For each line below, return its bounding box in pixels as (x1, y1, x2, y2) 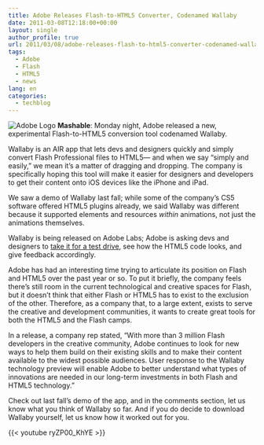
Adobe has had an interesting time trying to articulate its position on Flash (8, 265, 247, 275)
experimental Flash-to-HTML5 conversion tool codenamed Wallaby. (8, 129, 228, 138)
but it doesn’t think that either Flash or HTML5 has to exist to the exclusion (8, 290, 249, 300)
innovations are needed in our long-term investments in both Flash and (8, 373, 238, 382)
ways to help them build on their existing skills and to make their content (8, 348, 242, 357)
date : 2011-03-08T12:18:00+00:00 (8, 19, 118, 27)
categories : (8, 92, 47, 100)
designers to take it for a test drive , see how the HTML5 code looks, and (8, 241, 242, 252)
